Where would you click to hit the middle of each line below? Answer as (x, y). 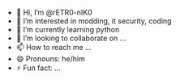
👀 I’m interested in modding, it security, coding (94, 21)
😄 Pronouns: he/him (50, 59)
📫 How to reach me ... (54, 47)
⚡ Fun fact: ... (38, 68)
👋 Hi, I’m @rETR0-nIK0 (54, 12)
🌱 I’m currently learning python (68, 29)
